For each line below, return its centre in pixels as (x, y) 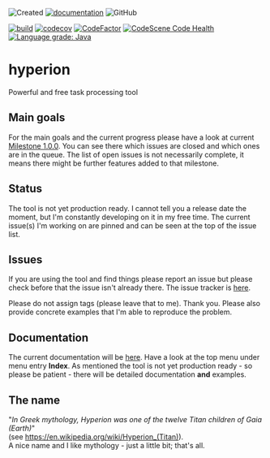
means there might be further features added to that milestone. (114, 163)
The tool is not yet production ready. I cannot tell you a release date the (128, 208)
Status (26, 189)
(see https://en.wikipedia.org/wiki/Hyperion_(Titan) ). (96, 437)
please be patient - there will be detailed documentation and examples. (128, 374)
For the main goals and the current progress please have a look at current (131, 137)
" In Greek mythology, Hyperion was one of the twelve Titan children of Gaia (135, 419)
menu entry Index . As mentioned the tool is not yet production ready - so (131, 366)
